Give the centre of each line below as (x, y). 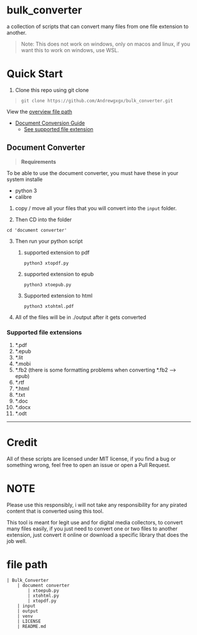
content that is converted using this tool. (55, 511)
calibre (23, 197)
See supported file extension (58, 129)
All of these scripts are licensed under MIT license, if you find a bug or (91, 459)
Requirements (38, 162)
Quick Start (35, 74)
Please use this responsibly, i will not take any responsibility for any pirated (97, 504)
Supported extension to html (58, 296)
